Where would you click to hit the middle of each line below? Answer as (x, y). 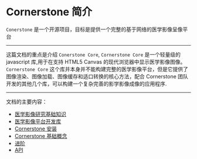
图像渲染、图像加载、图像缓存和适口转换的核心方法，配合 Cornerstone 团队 (97, 76)
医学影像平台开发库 (38, 121)
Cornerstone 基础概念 (41, 136)
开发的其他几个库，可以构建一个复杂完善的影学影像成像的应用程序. (86, 84)
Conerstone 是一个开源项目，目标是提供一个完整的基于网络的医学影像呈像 (94, 29)
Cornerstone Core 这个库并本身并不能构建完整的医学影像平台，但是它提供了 (97, 69)
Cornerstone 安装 (36, 129)
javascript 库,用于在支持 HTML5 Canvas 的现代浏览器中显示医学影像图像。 (96, 61)
